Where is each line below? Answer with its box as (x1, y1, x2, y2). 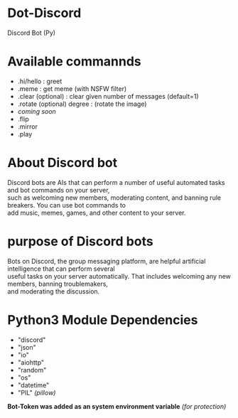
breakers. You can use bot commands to (7, 200, 126, 209)
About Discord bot (7, 155, 118, 171)
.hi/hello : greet (17, 77, 63, 85)
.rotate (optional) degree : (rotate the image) (17, 100, 147, 108)
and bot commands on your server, (7, 186, 110, 194)
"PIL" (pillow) (17, 388, 56, 397)
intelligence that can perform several (7, 264, 115, 273)
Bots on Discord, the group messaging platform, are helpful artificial (7, 257, 206, 265)
